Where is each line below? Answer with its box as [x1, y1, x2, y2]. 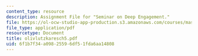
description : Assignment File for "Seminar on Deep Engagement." [6, 14, 170, 20]
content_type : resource [6, 8, 65, 15]
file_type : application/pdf [6, 24, 75, 31]
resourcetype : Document [6, 30, 65, 36]
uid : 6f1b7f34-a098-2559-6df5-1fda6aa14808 [6, 41, 115, 47]
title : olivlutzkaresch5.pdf [6, 36, 78, 41]
